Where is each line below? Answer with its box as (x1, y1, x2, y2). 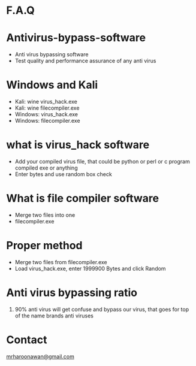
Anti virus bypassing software (14, 51, 89, 58)
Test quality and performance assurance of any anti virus (14, 58, 156, 65)
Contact (6, 333, 47, 346)
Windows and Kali (6, 78, 98, 92)
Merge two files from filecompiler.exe (14, 258, 107, 265)
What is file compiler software (6, 192, 159, 205)
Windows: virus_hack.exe (14, 111, 79, 118)
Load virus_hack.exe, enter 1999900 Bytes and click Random (14, 265, 166, 272)
